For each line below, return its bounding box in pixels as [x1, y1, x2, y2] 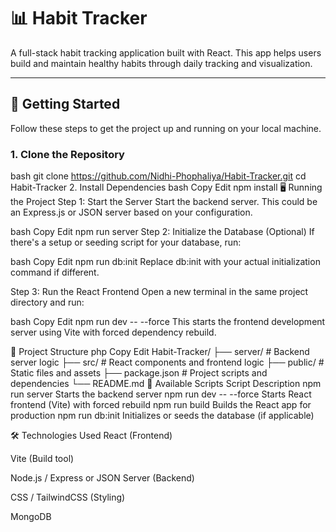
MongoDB [10, 511, 52, 523]
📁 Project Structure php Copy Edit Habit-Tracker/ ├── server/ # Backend [10, 346, 310, 358]
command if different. [10, 266, 100, 279]
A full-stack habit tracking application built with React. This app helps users [10, 46, 322, 59]
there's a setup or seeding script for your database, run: [10, 236, 242, 249]
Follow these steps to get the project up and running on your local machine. [10, 122, 322, 134]
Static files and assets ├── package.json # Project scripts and [10, 367, 268, 379]
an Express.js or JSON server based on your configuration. [10, 206, 253, 219]
